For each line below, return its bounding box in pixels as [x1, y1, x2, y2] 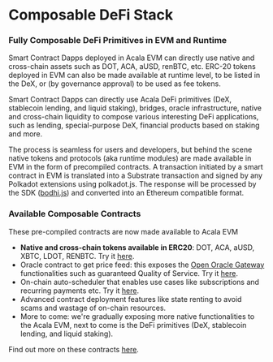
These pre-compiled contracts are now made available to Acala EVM [8, 226, 238, 236]
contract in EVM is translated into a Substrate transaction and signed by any [8, 170, 262, 180]
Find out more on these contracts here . [8, 344, 140, 354]
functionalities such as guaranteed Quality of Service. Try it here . [19, 268, 238, 278]
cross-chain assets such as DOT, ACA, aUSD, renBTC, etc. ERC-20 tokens [8, 62, 256, 71]
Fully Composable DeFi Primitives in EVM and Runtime [8, 35, 227, 46]
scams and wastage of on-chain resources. [19, 303, 167, 312]
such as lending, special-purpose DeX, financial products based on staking [8, 120, 260, 131]
